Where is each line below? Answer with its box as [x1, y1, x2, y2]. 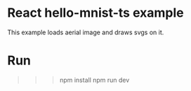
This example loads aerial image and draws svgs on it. [7, 28, 164, 36]
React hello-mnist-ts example [7, 5, 184, 21]
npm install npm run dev [59, 76, 130, 84]
